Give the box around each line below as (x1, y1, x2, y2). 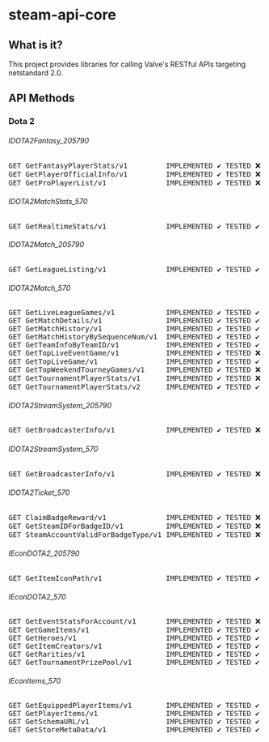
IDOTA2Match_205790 (8, 240, 85, 249)
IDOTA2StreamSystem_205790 (8, 400, 112, 410)
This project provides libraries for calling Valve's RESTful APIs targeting (8, 59, 246, 69)
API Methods (8, 92, 75, 105)
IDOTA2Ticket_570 (8, 488, 70, 497)
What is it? (8, 38, 63, 52)
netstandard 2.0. (8, 68, 63, 78)
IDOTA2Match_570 (8, 283, 71, 292)
